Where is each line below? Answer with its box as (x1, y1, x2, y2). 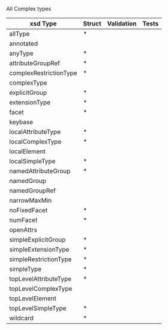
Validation (107, 19, 137, 28)
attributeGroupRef (9, 59, 61, 67)
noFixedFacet (9, 206, 48, 214)
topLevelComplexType (9, 285, 73, 293)
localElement (9, 147, 46, 156)
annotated (9, 39, 38, 48)
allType (9, 30, 30, 38)
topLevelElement (9, 294, 57, 302)
